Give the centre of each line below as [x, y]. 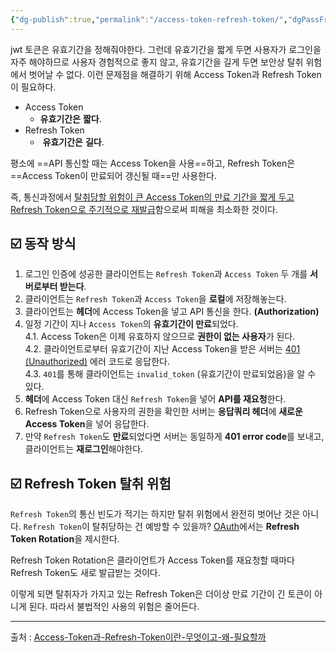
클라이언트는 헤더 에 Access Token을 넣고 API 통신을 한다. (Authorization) [172, 312]
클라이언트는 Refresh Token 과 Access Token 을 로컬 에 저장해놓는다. [155, 299]
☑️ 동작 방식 [43, 244]
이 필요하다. [33, 87]
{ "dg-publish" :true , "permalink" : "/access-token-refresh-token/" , [149, 19]
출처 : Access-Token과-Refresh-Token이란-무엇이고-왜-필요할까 [138, 637]
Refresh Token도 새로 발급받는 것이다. [85, 573]
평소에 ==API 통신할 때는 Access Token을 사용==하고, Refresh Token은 [153, 163]
